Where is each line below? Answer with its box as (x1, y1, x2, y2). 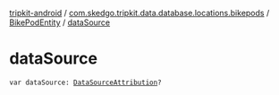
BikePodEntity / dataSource (9, 17, 111, 28)
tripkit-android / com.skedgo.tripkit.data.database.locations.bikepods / (9, 8, 270, 18)
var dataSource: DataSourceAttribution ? (9, 78, 163, 87)
